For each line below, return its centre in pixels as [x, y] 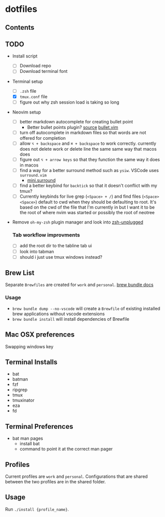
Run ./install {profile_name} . [37, 509]
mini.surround [41, 180]
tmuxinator [23, 401]
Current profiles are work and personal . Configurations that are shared [76, 476]
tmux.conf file [34, 96]
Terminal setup [27, 81]
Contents [20, 28]
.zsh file [28, 91]
